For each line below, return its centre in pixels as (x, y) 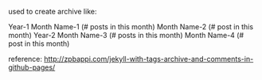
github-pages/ (32, 67)
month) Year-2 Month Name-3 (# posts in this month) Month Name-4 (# (126, 35)
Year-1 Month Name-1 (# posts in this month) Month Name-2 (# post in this (131, 27)
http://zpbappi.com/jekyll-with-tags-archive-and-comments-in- (149, 59)
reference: (25, 59)
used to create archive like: (53, 11)
